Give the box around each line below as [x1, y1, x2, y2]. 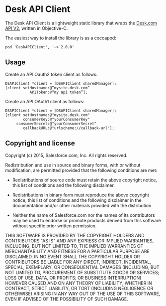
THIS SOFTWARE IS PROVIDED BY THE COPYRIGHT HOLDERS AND [5, 232, 145, 238]
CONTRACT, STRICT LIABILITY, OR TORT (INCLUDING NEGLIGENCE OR [5, 285, 154, 291]
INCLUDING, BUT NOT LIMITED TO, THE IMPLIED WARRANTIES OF [5, 243, 143, 249]
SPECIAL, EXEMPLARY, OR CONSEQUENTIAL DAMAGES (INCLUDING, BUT [5, 264, 160, 270]
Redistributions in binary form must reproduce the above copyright [12, 192, 149, 198]
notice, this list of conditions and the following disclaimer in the [12, 197, 142, 203]
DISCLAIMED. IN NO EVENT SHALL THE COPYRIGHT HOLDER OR [5, 253, 140, 260]
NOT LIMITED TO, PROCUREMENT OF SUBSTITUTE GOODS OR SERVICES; [5, 269, 160, 275]
